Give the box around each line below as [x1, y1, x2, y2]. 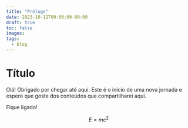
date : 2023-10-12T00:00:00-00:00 [6, 14, 88, 20]
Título [6, 67, 35, 80]
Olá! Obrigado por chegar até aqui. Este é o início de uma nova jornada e [6, 86, 182, 93]
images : [6, 31, 25, 36]
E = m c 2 [88, 115, 109, 123]
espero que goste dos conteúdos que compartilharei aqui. [6, 92, 147, 99]
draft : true [6, 19, 35, 25]
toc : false [6, 25, 33, 31]
